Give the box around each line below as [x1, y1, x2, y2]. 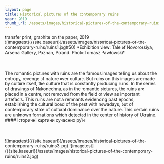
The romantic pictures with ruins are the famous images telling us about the [5, 70, 157, 76]
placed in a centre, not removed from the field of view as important [5, 91, 140, 97]
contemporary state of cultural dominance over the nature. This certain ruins [5, 107, 159, 113]
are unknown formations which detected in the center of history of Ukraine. [5, 112, 157, 118]
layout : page [5, 7, 32, 12]
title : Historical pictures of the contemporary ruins [5, 12, 119, 17]
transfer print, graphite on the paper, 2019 [5, 34, 89, 40]
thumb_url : [5, 20, 27, 26]
